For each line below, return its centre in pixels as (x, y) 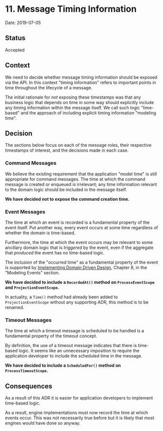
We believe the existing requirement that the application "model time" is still (81, 174)
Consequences (29, 386)
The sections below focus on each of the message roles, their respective (78, 145)
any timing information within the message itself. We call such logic (72, 108)
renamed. (15, 307)
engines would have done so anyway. (43, 423)
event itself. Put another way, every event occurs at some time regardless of (82, 227)
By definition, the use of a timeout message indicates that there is (71, 346)
